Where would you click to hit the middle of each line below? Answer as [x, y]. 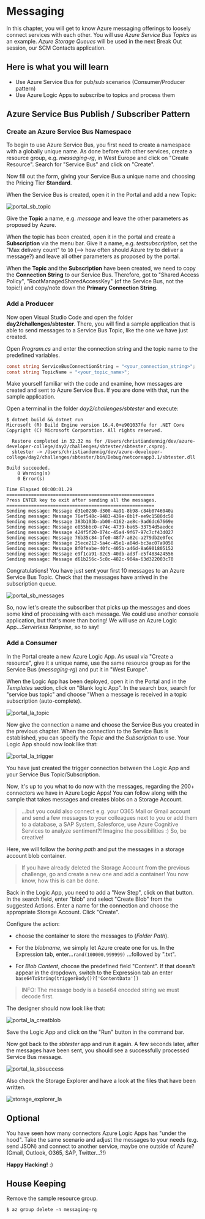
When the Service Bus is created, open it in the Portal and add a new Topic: [102, 195]
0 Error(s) [31, 479]
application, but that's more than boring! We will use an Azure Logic [92, 621]
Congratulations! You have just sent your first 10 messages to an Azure [95, 571]
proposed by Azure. [32, 225]
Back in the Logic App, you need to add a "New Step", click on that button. [100, 892]
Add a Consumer [32, 643]
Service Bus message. [35, 1057]
